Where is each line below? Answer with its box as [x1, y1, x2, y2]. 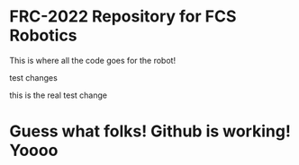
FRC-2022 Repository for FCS [9, 6, 237, 27]
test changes [9, 72, 59, 82]
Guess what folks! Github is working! [9, 121, 291, 142]
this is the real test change [9, 90, 108, 100]
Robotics [9, 25, 78, 46]
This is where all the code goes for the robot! [9, 55, 177, 65]
